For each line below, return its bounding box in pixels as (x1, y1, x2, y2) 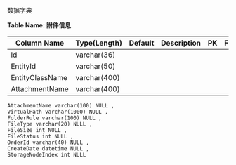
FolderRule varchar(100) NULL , (7, 114, 102, 121)
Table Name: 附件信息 (7, 21, 72, 29)
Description (161, 38, 202, 48)
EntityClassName (11, 73, 68, 82)
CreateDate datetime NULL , (7, 145, 90, 152)
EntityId (11, 62, 37, 71)
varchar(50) (75, 62, 116, 71)
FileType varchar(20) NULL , (7, 121, 93, 128)
